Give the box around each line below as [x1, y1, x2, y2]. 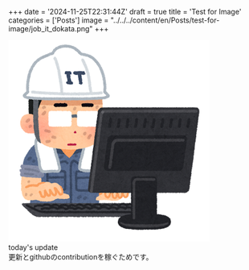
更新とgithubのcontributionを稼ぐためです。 [8, 252, 153, 261]
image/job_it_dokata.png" [8, 24, 93, 33]
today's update [8, 243, 59, 252]
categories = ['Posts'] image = [8, 15, 109, 25]
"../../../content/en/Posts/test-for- [110, 15, 220, 25]
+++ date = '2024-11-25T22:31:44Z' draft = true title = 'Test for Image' [8, 7, 242, 16]
